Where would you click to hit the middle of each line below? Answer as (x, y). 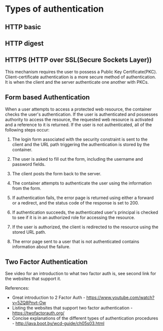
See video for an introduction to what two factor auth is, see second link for (81, 274)
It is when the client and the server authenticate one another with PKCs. (77, 82)
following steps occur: (27, 129)
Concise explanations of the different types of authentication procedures (85, 318)
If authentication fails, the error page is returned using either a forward (83, 198)
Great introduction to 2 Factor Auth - (49, 297)
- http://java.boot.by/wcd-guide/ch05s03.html (58, 323)
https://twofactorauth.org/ (38, 313)
